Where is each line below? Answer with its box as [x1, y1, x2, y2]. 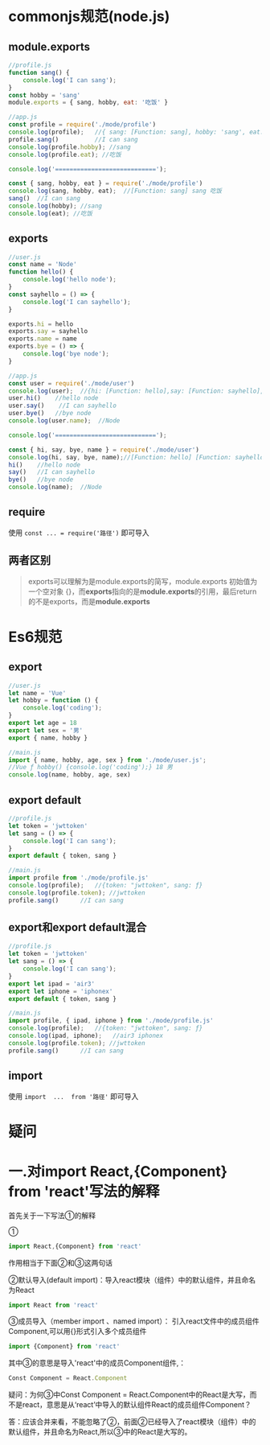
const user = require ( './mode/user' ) [8, 379, 135, 387]
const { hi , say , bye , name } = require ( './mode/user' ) [8, 446, 199, 454]
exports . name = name [8, 335, 78, 343]
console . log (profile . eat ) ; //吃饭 [8, 150, 122, 158]
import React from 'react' [8, 1301, 99, 1309]
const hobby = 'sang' [8, 91, 81, 99]
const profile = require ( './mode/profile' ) [8, 121, 157, 129]
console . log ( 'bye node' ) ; [22, 350, 110, 358]
